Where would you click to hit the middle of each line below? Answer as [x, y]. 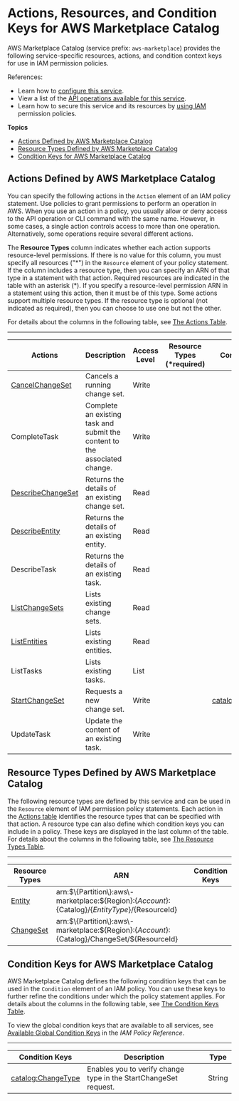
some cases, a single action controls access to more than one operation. [114, 226]
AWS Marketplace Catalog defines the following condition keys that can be [117, 981]
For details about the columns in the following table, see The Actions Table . [117, 321]
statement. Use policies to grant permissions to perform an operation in [112, 203]
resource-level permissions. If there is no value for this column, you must [115, 255]
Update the [104, 720]
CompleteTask [35, 436]
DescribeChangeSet [45, 492]
